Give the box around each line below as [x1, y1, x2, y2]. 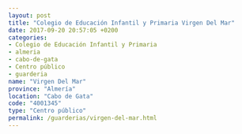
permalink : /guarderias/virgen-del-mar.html [8, 114, 157, 122]
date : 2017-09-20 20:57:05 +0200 [8, 26, 119, 34]
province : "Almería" [8, 84, 77, 93]
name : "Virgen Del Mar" [8, 77, 87, 85]
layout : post [8, 11, 51, 20]
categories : [8, 33, 47, 42]
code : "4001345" [8, 99, 62, 107]
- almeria [8, 48, 41, 56]
